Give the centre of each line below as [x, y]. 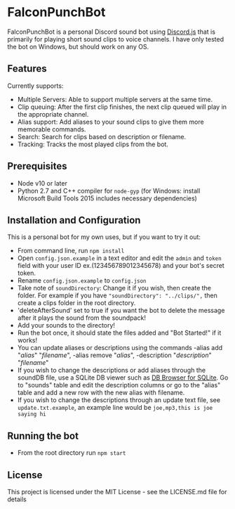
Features [27, 69]
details [17, 499]
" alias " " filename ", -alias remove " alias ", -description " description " [114, 355]
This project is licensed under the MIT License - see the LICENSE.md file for [117, 492]
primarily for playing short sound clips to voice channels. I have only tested [116, 39]
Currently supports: [35, 86]
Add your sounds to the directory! [66, 326]
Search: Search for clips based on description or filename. [102, 136]
